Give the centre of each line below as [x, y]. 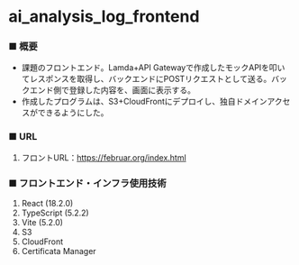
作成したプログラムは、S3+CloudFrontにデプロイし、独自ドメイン [144, 102]
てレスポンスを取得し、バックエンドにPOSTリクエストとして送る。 [146, 79]
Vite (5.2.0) [42, 223]
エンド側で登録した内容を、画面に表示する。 [112, 90]
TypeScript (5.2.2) [55, 213]
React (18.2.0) [47, 204]
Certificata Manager [59, 251]
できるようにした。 [73, 113]
